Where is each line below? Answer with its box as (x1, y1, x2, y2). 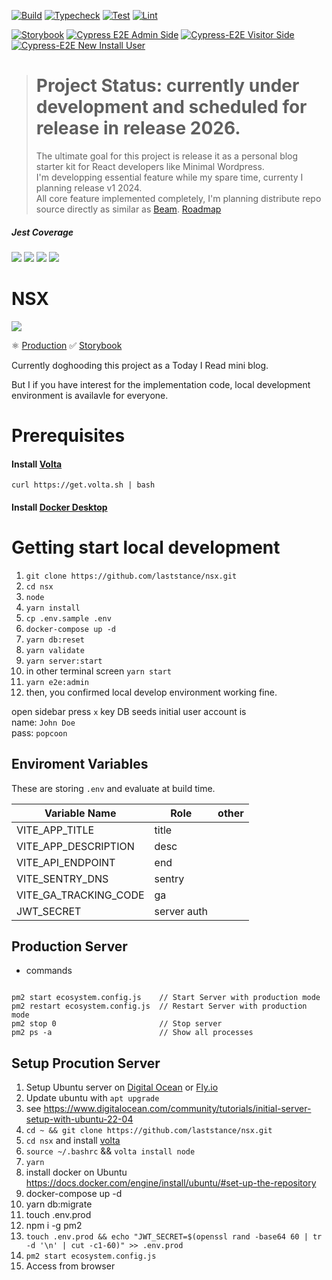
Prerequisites (11, 425, 126, 447)
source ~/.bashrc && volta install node (25, 1145, 196, 1157)
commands (25, 965, 73, 977)
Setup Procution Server (11, 1055, 161, 1072)
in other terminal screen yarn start (25, 665, 172, 677)
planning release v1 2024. (35, 181, 143, 194)
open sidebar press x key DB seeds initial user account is (11, 705, 247, 717)
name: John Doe (11, 716, 76, 728)
